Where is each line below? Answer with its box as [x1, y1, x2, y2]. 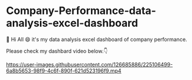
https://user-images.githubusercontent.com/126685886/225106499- [6, 61, 173, 68]
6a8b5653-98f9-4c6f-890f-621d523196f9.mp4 [6, 67, 122, 74]
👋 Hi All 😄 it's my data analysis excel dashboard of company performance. [6, 36, 187, 43]
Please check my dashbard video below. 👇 [6, 47, 108, 54]
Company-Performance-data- [6, 4, 157, 18]
